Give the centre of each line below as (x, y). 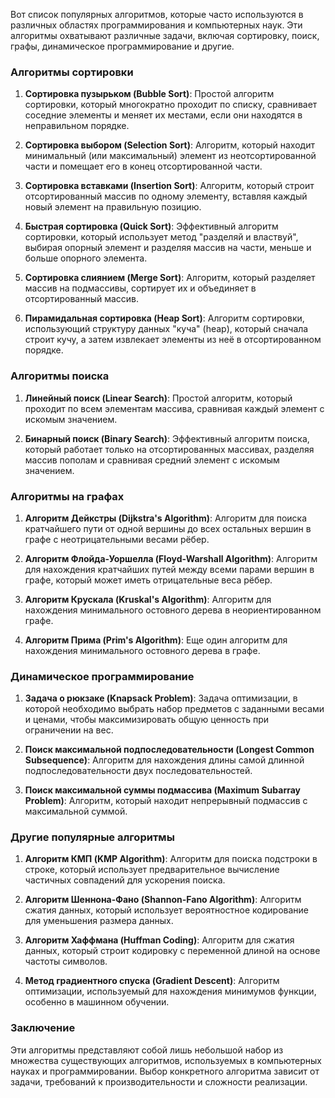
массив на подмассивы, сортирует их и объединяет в (140, 288)
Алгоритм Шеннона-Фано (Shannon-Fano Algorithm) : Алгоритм (163, 900)
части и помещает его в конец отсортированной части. (143, 166)
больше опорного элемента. (86, 258)
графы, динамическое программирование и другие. (122, 46)
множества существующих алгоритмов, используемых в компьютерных (166, 1060)
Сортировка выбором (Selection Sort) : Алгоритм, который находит (169, 145)
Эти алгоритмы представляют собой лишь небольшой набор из (147, 1050)
